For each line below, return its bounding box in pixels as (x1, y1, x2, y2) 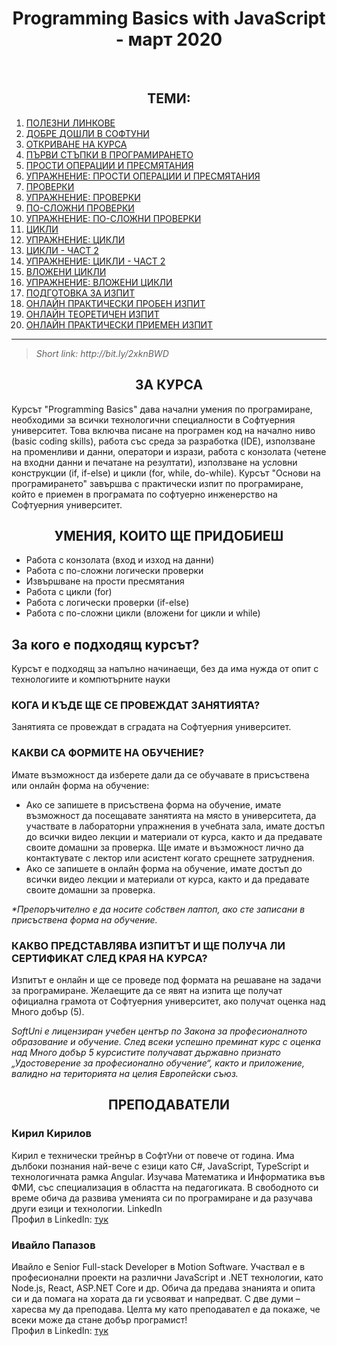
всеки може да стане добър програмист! (11, 1314, 188, 1326)
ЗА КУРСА (134, 377, 204, 394)
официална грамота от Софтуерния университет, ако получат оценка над (11, 995, 326, 1007)
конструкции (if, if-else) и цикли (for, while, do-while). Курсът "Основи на (11, 467, 321, 479)
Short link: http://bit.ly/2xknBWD (35, 347, 169, 359)
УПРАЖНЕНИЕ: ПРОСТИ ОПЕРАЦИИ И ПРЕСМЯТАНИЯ (25, 170, 261, 182)
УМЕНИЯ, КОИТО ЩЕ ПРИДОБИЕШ (54, 527, 284, 544)
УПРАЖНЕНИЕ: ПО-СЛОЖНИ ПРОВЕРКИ (25, 212, 202, 224)
